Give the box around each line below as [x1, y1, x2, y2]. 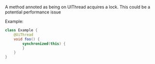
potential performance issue [5, 9, 61, 15]
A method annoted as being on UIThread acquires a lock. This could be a [5, 4, 151, 10]
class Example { [5, 28, 38, 33]
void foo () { [14, 37, 40, 41]
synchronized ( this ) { [22, 41, 66, 46]
